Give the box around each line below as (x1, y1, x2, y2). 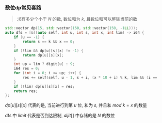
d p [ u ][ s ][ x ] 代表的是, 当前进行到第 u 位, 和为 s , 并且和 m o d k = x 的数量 (5, 102, 147, 108)
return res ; (14, 88, 38, 94)
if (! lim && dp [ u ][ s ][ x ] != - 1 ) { (14, 48, 83, 53)
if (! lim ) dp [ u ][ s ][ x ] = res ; (14, 84, 75, 89)
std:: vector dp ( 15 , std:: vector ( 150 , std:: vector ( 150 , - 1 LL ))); (5, 26, 138, 31)
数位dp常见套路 (5, 4, 41, 11)
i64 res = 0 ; (14, 66, 40, 71)
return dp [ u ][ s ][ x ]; (22, 53, 64, 57)
